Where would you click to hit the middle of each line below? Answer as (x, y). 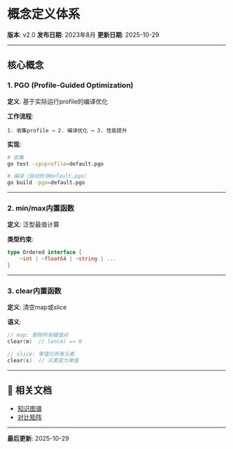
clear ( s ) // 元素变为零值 (43, 360)
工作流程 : (20, 116)
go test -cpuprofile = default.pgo (55, 164)
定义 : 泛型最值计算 (33, 224)
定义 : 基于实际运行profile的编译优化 (58, 101)
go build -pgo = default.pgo (46, 183)
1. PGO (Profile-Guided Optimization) (70, 85)
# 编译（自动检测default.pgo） (48, 176)
